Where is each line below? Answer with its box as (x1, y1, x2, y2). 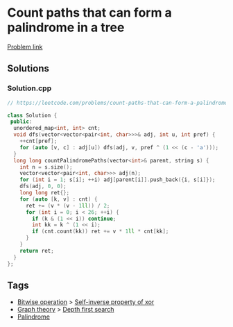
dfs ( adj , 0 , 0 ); (19, 183, 67, 190)
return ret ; (19, 247, 54, 254)
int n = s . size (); (19, 163, 73, 171)
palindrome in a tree (7, 19, 125, 35)
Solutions (7, 62, 50, 74)
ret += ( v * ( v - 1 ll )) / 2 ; (25, 202, 110, 209)
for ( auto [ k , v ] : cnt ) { (19, 196, 98, 203)
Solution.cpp (7, 83, 52, 93)
